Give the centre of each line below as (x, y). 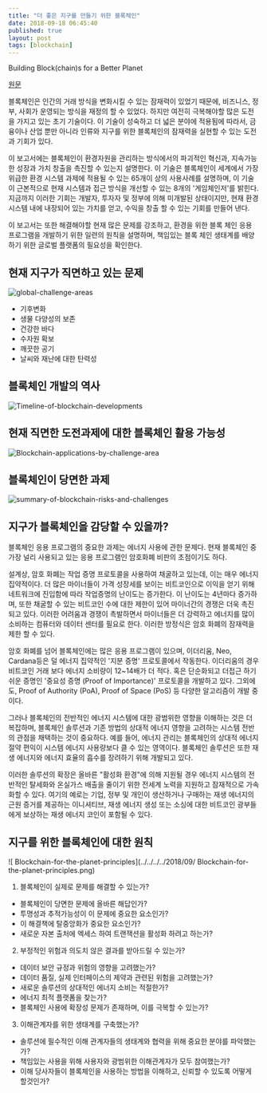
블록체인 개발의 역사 (54, 387)
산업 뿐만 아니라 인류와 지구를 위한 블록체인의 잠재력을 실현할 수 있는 (135, 132)
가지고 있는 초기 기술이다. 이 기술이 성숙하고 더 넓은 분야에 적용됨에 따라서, (132, 121)
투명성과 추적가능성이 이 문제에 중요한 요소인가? (94, 913)
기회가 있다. (35, 141)
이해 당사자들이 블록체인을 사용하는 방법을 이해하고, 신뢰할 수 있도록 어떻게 (136, 1071)
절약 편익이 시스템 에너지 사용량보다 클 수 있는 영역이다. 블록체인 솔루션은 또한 (130, 748)
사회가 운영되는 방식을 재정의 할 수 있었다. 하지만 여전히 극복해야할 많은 (129, 112)
